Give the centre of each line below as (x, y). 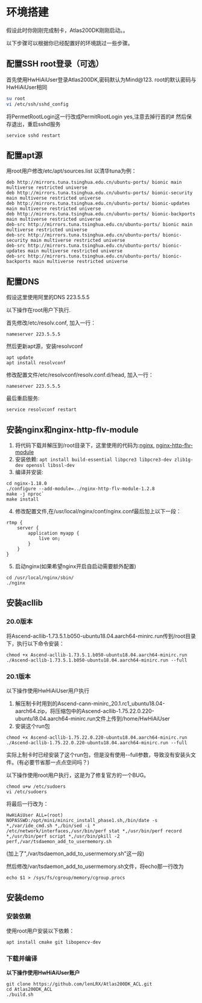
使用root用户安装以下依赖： (40, 931)
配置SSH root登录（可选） (55, 64)
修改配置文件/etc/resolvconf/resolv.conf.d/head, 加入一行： (80, 375)
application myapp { (54, 533)
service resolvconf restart (42, 410)
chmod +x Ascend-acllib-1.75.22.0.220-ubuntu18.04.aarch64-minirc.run (97, 737)
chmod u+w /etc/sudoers (36, 786)
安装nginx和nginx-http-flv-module (72, 430)
